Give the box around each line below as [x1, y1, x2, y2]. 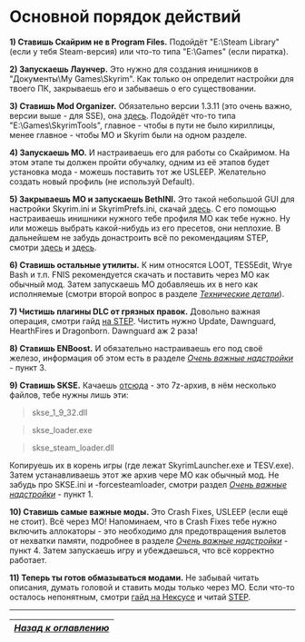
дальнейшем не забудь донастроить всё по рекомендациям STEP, [9, 232, 270, 242]
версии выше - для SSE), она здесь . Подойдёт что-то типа [9, 110, 236, 121]
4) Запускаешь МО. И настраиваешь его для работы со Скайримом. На [9, 147, 290, 158]
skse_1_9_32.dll [31, 407, 88, 418]
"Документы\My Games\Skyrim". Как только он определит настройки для [9, 73, 294, 84]
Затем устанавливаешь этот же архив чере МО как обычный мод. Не [9, 469, 280, 480]
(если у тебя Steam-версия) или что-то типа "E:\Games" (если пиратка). [9, 45, 289, 56]
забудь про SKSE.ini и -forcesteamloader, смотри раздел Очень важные [9, 479, 288, 489]
